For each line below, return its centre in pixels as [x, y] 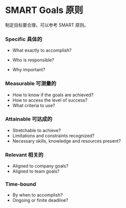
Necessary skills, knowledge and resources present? [66, 141]
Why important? [29, 70]
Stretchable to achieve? [37, 130]
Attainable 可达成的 [29, 119]
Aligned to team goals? [36, 171]
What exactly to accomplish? [42, 50]
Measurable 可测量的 [31, 84]
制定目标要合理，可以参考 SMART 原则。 [47, 25]
